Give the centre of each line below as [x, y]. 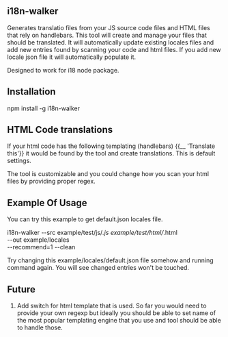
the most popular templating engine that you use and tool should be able [119, 321]
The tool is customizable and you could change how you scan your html [108, 174]
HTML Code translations [60, 130]
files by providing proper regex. [51, 182]
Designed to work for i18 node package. [63, 70]
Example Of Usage [47, 202]
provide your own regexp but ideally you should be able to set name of [116, 313]
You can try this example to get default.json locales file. [85, 219]
